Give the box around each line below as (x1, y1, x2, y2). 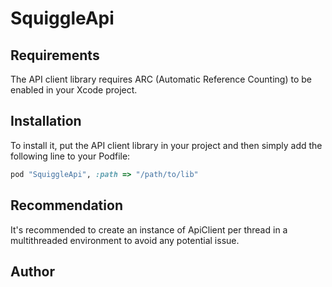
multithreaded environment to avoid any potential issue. (10, 234, 240, 246)
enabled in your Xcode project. (10, 84, 138, 96)
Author (10, 263, 55, 280)
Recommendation (10, 197, 123, 214)
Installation (10, 113, 82, 130)
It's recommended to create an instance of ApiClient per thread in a (10, 223, 288, 236)
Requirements (10, 47, 100, 64)
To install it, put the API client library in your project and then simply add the (10, 139, 323, 151)
